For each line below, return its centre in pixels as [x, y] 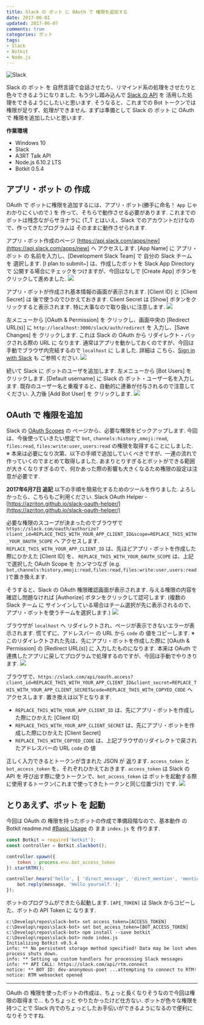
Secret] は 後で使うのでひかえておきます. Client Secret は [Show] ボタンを [99, 300]
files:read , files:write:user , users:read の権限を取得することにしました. [100, 446]
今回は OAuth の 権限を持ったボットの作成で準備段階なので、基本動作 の [97, 821]
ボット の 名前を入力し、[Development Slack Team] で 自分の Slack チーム [99, 256]
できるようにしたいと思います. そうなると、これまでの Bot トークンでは [106, 102]
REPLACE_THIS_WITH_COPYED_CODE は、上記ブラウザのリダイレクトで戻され [106, 741]
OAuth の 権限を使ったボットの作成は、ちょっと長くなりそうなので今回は [98, 993]
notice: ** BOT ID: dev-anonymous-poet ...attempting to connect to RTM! [102, 970]
